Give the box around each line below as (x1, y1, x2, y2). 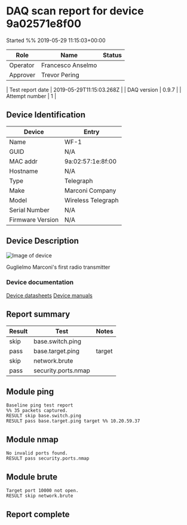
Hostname (9, 166, 38, 175)
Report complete (6, 509, 70, 519)
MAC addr (9, 157, 38, 165)
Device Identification (6, 110, 85, 120)
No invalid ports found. (6, 450, 68, 456)
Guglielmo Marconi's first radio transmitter (6, 263, 111, 271)
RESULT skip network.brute (6, 493, 73, 499)
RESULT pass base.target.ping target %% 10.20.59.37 (6, 418, 140, 424)
